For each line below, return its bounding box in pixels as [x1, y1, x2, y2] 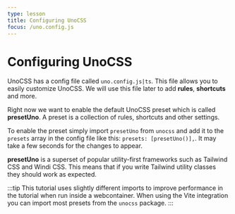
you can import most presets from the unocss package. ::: [7, 199, 174, 208]
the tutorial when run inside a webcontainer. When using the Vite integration [7, 191, 229, 200]
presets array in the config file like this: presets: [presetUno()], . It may [7, 134, 217, 143]
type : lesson [7, 10, 46, 18]
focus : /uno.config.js [7, 23, 74, 30]
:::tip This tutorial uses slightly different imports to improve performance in [7, 184, 224, 192]
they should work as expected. [7, 170, 97, 179]
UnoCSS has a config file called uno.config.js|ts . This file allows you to [7, 77, 218, 85]
